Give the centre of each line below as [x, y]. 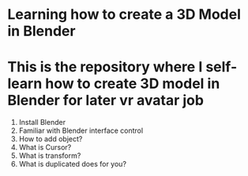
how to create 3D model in [133, 84]
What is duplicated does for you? [73, 164]
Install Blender [42, 123]
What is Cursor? [45, 148]
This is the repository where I [105, 67]
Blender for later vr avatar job [106, 101]
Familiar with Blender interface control [81, 130]
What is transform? [50, 156]
